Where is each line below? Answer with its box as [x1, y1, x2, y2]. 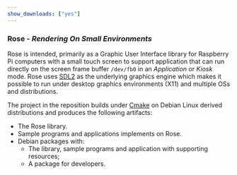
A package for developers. [28, 159, 106, 168]
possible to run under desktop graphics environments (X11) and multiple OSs [7, 79, 231, 88]
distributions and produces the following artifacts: [7, 108, 153, 116]
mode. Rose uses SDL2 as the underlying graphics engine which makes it [7, 72, 221, 80]
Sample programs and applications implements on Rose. [17, 129, 183, 138]
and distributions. [7, 87, 59, 95]
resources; [28, 152, 60, 160]
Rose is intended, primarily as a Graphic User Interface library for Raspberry [7, 49, 229, 58]
